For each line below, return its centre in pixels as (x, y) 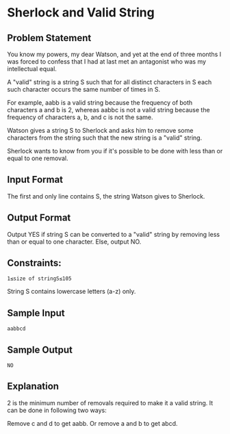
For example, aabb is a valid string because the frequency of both (100, 103)
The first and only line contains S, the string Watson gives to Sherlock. (106, 196)
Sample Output (40, 349)
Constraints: (34, 263)
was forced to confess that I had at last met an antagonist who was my (107, 62)
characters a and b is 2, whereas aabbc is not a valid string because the (108, 110)
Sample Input (36, 313)
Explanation (33, 386)
